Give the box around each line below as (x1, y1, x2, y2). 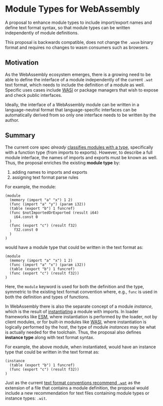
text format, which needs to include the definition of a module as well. (5, 82, 145, 88)
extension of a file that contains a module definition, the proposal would (5, 385, 149, 390)
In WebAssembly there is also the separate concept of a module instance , (5, 303, 153, 309)
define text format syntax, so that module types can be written (5, 24, 130, 30)
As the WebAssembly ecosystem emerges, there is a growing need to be (5, 72, 151, 77)
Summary (5, 131, 36, 140)
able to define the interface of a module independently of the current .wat (5, 76, 153, 82)
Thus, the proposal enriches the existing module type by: (5, 160, 120, 166)
